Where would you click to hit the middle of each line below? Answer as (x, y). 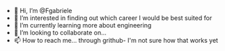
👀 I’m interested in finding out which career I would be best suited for (113, 18)
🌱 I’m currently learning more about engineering (83, 25)
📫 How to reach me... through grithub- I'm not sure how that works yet (116, 40)
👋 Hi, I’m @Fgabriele (43, 11)
